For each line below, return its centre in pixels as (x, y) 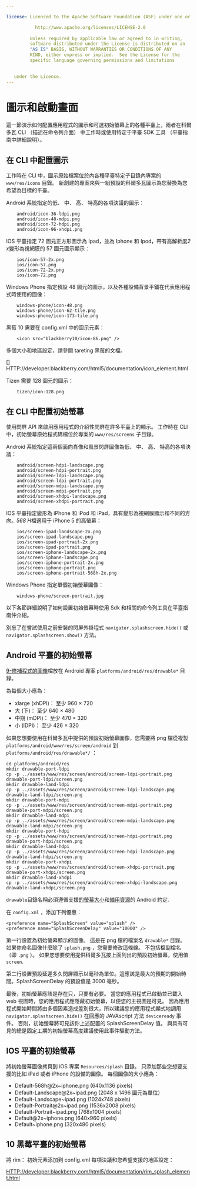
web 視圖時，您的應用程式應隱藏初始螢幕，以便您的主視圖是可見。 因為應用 (98, 1001)
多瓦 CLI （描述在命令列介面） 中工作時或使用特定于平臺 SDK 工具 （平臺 (95, 132)
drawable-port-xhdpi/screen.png (46, 872)
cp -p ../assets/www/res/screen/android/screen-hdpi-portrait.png (89, 836)
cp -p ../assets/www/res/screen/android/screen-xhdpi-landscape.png (92, 883)
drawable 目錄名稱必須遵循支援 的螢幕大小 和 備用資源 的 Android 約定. (88, 899)
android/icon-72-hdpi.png (49, 224)
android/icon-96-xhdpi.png (50, 230)
